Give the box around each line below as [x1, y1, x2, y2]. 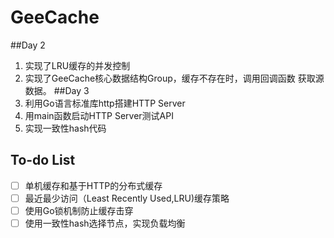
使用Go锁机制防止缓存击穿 [24, 204, 134, 216]
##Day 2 [10, 39, 46, 51]
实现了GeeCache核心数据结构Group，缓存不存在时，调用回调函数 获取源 [24, 72, 325, 84]
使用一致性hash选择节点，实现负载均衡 [24, 217, 186, 229]
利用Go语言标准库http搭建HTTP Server [24, 97, 186, 109]
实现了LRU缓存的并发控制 [24, 59, 131, 71]
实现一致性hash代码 [24, 122, 107, 134]
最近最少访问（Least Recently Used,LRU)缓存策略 [24, 192, 230, 204]
